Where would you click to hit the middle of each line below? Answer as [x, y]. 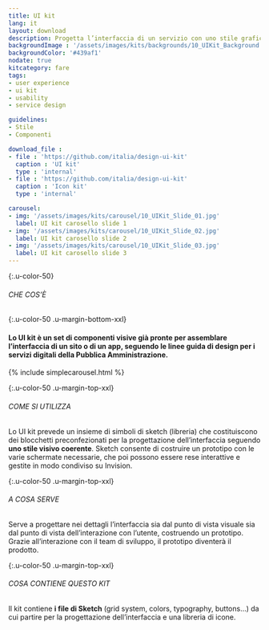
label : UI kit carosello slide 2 [71, 238]
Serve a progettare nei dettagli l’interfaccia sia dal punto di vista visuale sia [132, 524]
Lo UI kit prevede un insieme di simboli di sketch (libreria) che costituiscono [133, 431]
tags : [17, 75]
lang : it [23, 23]
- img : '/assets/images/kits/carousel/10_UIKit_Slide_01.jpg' [114, 216]
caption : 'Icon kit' [52, 187]
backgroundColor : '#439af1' [55, 53]
